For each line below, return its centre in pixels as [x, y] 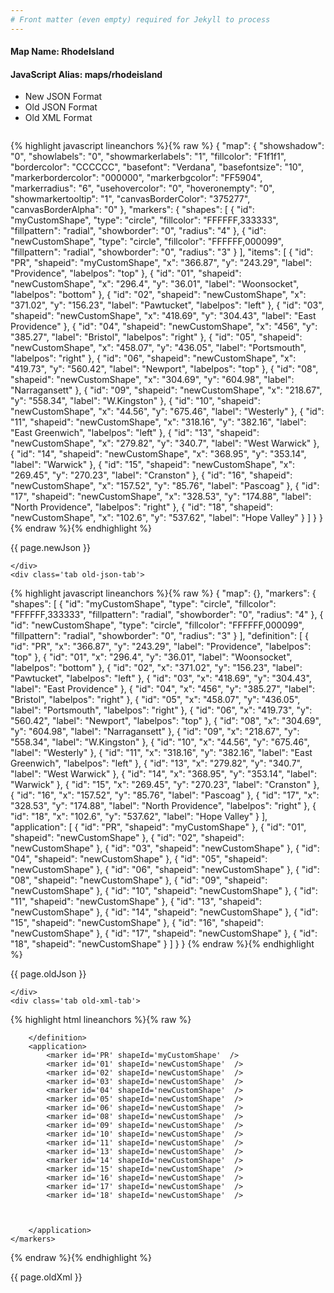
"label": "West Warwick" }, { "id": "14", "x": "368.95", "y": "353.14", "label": [163, 774]
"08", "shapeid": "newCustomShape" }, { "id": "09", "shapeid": [139, 880]
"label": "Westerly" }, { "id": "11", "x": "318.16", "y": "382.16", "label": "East [161, 753]
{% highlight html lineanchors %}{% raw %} [101, 1020]
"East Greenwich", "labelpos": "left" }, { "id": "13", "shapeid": [135, 433]
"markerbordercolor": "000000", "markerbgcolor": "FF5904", [136, 178]
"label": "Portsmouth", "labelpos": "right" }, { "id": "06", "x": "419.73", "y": [161, 710]
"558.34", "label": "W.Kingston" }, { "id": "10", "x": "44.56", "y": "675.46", [160, 742]
